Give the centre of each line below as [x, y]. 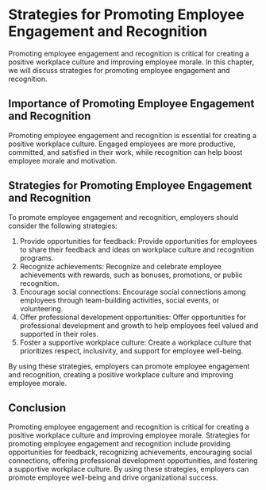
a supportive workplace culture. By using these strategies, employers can [129, 469]
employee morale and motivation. [63, 160]
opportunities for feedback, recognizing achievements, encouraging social [130, 452]
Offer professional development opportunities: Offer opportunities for [133, 317]
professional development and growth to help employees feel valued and [139, 325]
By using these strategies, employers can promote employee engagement [129, 366]
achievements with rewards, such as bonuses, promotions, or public [131, 275]
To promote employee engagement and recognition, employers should [123, 217]
